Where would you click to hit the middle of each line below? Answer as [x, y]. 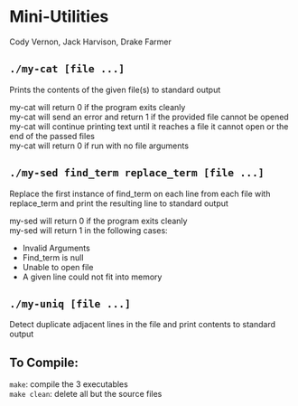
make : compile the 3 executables [69, 384]
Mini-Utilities [59, 17]
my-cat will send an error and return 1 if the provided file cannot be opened [149, 117]
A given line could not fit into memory [92, 277]
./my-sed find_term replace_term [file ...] [137, 173]
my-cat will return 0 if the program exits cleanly [98, 107]
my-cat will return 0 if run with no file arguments [99, 146]
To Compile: [44, 362]
